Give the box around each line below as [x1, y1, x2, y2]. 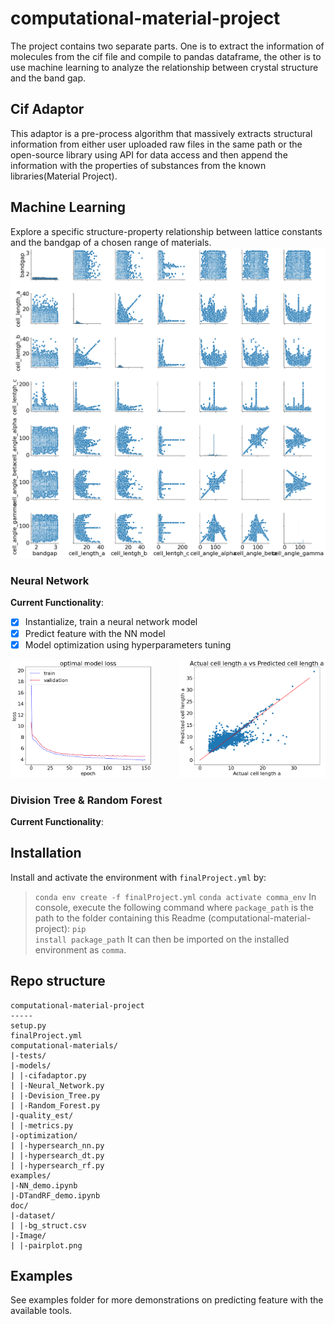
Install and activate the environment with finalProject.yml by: [10, 871, 267, 883]
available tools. [10, 1305, 73, 1317]
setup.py [10, 1020, 47, 1031]
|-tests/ [10, 1050, 47, 1061]
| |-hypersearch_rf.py [10, 1160, 105, 1171]
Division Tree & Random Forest [10, 793, 163, 807]
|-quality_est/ [10, 1110, 74, 1121]
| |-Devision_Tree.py [10, 1090, 101, 1101]
